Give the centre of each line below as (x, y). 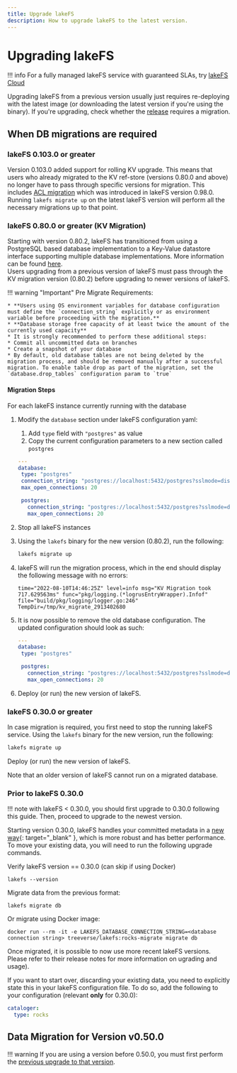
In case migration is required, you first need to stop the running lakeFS (110, 727)
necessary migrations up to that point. (63, 207)
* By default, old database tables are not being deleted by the (105, 356)
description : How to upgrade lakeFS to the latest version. (98, 21)
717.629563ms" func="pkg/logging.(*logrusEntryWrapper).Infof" (113, 594)
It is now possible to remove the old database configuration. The (111, 620)
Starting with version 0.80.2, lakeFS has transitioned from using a (103, 241)
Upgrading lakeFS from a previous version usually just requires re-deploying (118, 97)
